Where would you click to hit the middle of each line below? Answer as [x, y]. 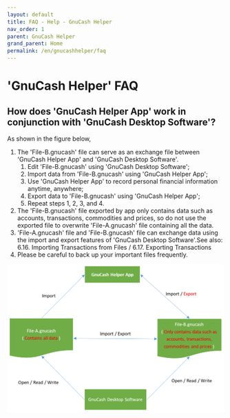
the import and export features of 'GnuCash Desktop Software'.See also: [120, 240]
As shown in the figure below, [49, 139]
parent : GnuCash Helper [41, 37]
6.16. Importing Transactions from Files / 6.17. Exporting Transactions [114, 247]
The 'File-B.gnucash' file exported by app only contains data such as [115, 211]
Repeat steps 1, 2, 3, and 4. [66, 203]
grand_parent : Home [35, 44]
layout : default [30, 14]
